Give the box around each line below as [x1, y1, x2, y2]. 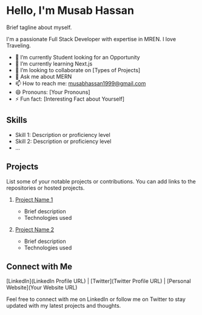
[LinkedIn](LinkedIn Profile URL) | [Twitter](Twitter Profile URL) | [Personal [6, 277, 191, 285]
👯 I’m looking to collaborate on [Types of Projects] [15, 66, 141, 73]
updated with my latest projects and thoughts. [6, 302, 121, 310]
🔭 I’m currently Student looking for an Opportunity [15, 53, 141, 61]
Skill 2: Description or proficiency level [15, 138, 112, 145]
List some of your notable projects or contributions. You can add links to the [6, 177, 196, 185]
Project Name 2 [15, 225, 55, 233]
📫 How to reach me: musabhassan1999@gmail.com [15, 79, 146, 87]
